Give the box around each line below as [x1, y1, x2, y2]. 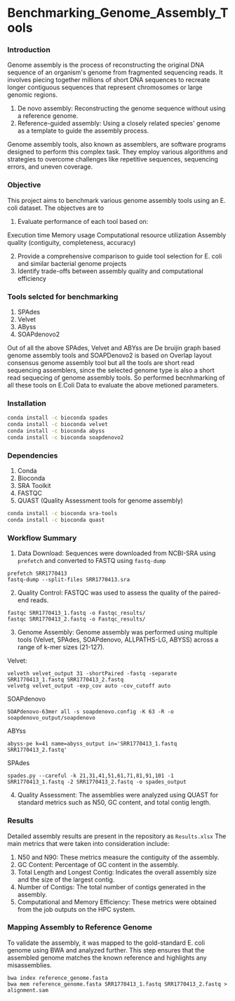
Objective [7, 180, 41, 190]
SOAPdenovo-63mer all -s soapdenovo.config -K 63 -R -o [7, 708, 174, 715]
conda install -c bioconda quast [7, 517, 105, 524]
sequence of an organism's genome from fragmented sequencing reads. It [7, 68, 223, 77]
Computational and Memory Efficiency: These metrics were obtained [17, 897, 217, 906]
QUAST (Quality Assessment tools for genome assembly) [17, 496, 184, 505]
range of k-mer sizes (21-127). [17, 643, 105, 651]
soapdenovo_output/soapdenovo [7, 715, 96, 722]
